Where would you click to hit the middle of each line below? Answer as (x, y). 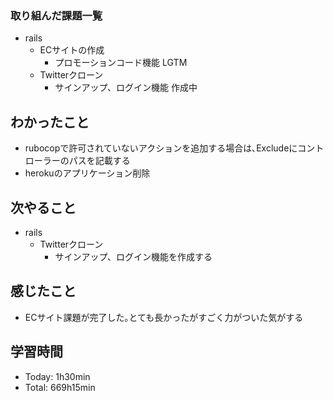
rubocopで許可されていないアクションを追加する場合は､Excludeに (161, 148)
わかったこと (50, 122)
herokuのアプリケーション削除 (87, 173)
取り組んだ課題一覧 (56, 15)
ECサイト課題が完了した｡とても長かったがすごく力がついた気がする (164, 317)
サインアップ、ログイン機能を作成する (133, 256)
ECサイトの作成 (72, 50)
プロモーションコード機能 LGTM (121, 63)
